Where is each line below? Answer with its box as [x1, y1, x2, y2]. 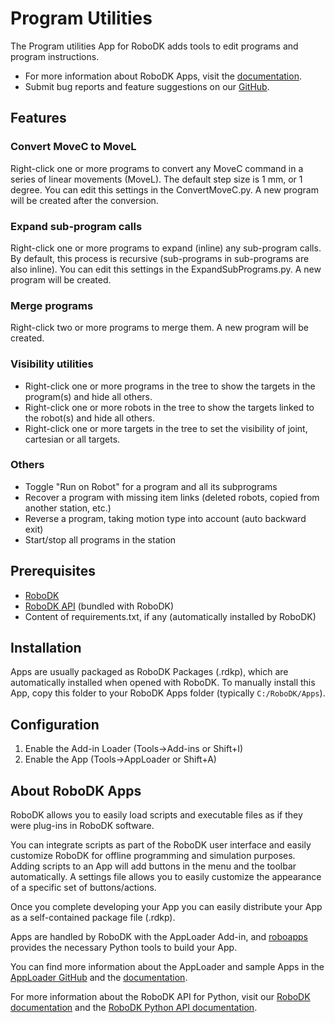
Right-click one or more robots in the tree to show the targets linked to [24, 401, 315, 413]
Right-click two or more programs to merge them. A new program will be [10, 322, 310, 334]
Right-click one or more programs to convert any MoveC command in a [10, 162, 304, 174]
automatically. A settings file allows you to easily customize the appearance [10, 871, 322, 883]
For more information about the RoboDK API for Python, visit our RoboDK [10, 991, 311, 1003]
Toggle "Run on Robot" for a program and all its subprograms [24, 480, 278, 492]
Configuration [10, 716, 100, 733]
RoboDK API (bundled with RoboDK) [24, 600, 175, 612]
